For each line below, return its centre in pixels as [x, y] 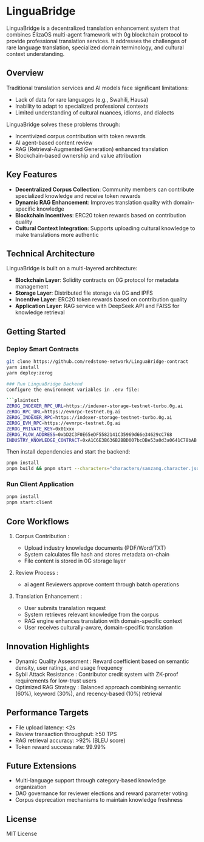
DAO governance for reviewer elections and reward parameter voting [101, 793]
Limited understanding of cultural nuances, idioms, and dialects [94, 112]
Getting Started [36, 332]
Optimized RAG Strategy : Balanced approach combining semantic [98, 687]
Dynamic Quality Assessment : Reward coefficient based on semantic [102, 661]
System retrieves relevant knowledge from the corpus [91, 615]
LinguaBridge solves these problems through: [63, 124]
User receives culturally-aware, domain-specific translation [98, 628]
